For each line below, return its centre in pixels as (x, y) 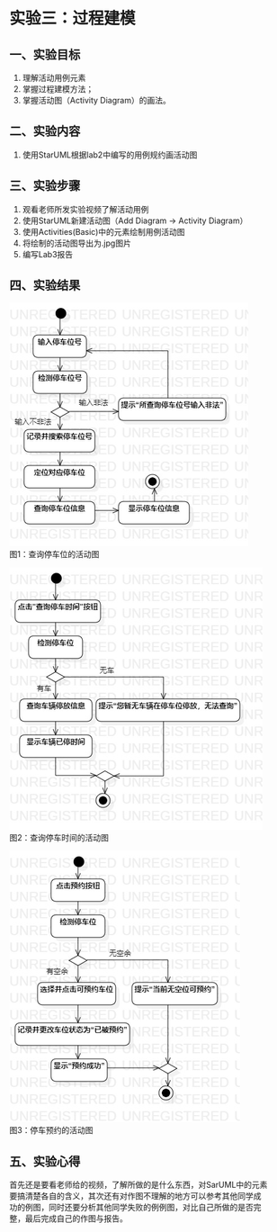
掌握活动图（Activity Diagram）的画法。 (96, 100)
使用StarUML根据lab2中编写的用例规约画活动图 (110, 155)
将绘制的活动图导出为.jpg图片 (77, 243)
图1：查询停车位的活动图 (54, 554)
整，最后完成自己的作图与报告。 (68, 1219)
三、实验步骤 (45, 186)
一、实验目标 (45, 54)
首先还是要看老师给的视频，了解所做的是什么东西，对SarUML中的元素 (138, 1185)
